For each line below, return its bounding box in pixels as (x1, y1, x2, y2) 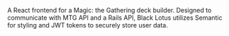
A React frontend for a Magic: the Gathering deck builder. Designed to (7, 6, 212, 14)
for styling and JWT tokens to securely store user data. (7, 21, 168, 29)
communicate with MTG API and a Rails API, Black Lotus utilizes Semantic (7, 13, 223, 22)
